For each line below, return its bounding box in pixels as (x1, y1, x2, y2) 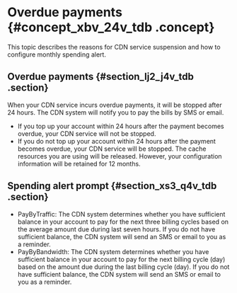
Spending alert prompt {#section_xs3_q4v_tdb (7, 180, 217, 192)
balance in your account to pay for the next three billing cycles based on (17, 217, 229, 226)
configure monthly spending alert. (7, 50, 106, 59)
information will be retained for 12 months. (17, 159, 141, 168)
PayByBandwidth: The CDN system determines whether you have (17, 247, 209, 255)
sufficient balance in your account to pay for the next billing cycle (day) (17, 255, 226, 263)
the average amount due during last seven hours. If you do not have (17, 224, 216, 234)
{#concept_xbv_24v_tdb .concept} (7, 19, 215, 35)
